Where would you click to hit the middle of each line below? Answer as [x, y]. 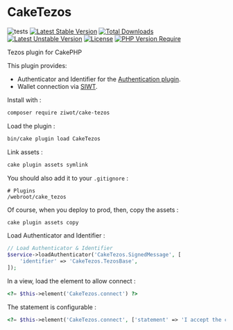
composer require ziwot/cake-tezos [59, 113]
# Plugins [21, 191]
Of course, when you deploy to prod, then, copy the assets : [93, 210]
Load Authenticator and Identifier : [56, 236]
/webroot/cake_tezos [37, 197]
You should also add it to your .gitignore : [68, 178]
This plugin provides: [37, 65]
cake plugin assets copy [43, 222]
